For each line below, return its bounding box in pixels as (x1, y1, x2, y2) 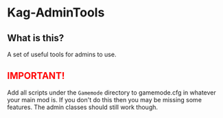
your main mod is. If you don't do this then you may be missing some (7, 95, 202, 104)
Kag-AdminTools (7, 5, 105, 21)
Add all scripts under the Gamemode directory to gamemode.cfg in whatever (7, 88, 216, 97)
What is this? (7, 32, 64, 44)
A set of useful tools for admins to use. (7, 50, 117, 58)
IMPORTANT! (7, 70, 65, 82)
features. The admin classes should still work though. (7, 103, 159, 111)
